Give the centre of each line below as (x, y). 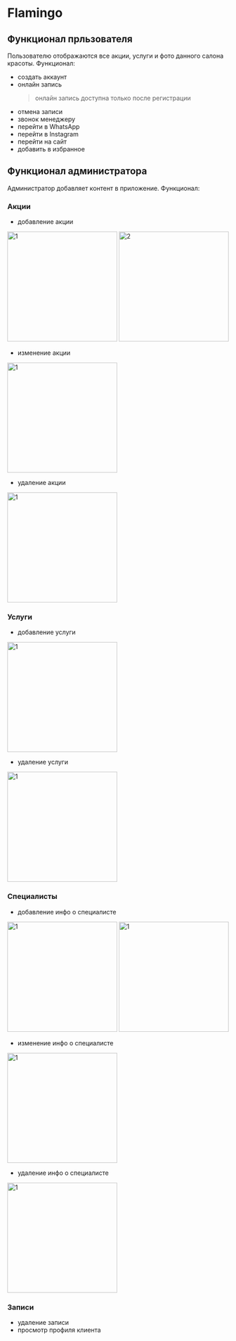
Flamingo (35, 13)
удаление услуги (43, 762)
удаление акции (41, 483)
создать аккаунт (42, 77)
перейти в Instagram (48, 134)
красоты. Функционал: (41, 63)
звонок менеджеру (46, 119)
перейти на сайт (42, 141)
